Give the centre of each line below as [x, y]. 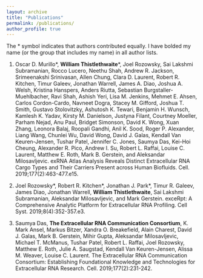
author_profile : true [34, 29]
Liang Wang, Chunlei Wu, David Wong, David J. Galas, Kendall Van [98, 135]
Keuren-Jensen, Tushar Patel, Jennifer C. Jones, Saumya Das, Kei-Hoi [103, 142]
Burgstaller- [159, 90]
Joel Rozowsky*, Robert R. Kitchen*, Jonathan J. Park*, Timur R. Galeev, [105, 186]
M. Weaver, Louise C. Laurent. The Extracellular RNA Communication [101, 256]
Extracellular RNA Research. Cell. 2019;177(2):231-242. [84, 268]
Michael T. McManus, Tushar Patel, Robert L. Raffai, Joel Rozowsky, [100, 243]
